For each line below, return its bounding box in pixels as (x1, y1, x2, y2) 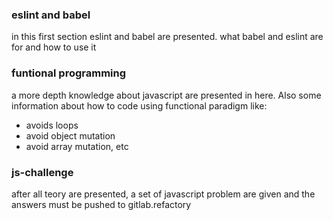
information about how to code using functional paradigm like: (11, 99, 268, 112)
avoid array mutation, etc (25, 140, 129, 152)
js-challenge (11, 165, 74, 179)
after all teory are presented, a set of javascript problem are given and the (11, 188, 316, 200)
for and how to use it (11, 41, 97, 53)
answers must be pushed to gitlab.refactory (11, 198, 192, 210)
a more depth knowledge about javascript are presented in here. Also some (11, 89, 322, 101)
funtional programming (11, 66, 127, 80)
